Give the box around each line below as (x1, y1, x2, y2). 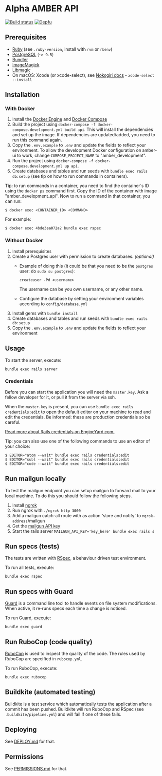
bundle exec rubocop (5, 675, 47, 680)
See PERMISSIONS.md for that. (5, 765, 68, 772)
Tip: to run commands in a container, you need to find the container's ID (5, 183, 149, 189)
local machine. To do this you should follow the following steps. (5, 493, 132, 499)
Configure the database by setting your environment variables (19, 295, 144, 301)
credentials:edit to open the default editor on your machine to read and (5, 409, 151, 415)
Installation (5, 91, 40, 99)
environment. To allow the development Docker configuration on (12, 147, 142, 153)
